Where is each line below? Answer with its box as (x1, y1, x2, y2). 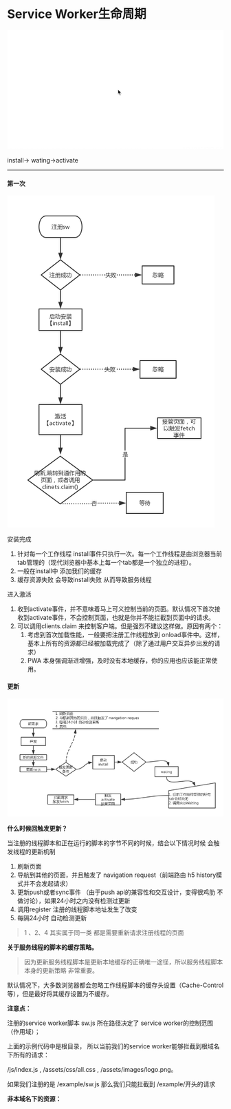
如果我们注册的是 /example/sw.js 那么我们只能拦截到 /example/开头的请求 (7, 1079, 216, 1088)
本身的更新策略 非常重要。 (23, 966, 98, 975)
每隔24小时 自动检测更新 (16, 913, 87, 922)
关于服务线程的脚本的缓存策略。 (7, 943, 98, 951)
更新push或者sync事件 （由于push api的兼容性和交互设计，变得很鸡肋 (16, 888, 216, 896)
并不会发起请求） (23, 879, 72, 887)
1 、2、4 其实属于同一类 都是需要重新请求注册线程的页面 (23, 928, 184, 937)
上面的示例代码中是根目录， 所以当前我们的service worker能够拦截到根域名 (7, 1041, 220, 1050)
